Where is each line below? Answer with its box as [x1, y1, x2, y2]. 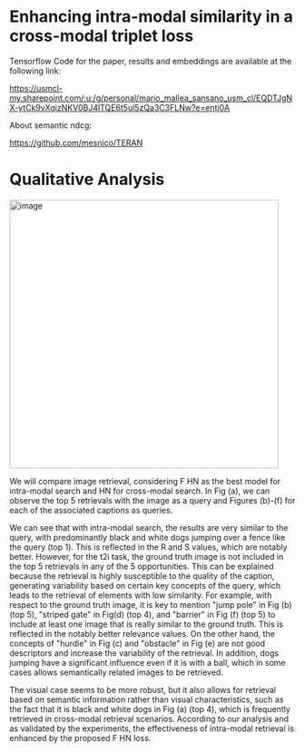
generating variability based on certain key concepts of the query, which [9, 580, 281, 591]
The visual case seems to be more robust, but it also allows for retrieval [9, 684, 277, 695]
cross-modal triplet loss [9, 25, 193, 46]
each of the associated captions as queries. [9, 504, 173, 515]
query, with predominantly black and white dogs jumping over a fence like [9, 532, 286, 542]
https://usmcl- [9, 83, 64, 93]
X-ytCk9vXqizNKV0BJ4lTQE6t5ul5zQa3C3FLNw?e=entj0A [9, 102, 231, 112]
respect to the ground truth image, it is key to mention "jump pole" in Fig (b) [9, 599, 292, 610]
